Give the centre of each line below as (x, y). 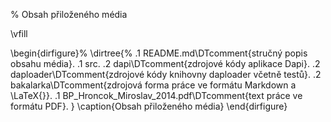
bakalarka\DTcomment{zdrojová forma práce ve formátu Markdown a (153, 85)
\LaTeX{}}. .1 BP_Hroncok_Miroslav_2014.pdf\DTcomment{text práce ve (156, 95)
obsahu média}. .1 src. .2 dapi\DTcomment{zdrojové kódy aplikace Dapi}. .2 (165, 63)
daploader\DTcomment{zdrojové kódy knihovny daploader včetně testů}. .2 (166, 74)
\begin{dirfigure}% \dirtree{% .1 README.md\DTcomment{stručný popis (159, 53)
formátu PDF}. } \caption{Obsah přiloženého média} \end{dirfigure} (149, 106)
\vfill (19, 33)
